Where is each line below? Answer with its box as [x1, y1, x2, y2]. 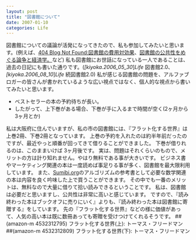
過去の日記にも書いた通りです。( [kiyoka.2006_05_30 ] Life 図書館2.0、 [6, 64, 174, 71]
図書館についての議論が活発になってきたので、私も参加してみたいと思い [6, 42, 180, 49]
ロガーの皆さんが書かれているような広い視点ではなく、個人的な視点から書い [6, 78, 191, 85]
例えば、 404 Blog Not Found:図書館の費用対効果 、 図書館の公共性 [17, 49, 176, 56]
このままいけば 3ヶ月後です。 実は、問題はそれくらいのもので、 [26, 147, 181, 154]
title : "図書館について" [6, 14, 60, 20]
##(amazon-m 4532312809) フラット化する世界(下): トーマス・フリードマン [6, 228, 190, 235]
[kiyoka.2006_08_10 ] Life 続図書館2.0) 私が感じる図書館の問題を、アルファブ [6, 71, 190, 78]
